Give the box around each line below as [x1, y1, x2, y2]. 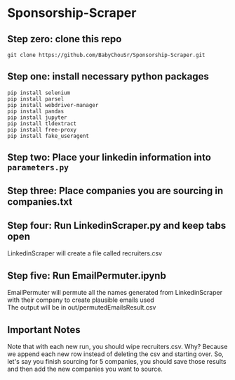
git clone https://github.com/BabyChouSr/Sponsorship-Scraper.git [7, 51, 206, 58]
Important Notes [7, 324, 81, 336]
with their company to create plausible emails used [7, 296, 154, 304]
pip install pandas [7, 108, 65, 115]
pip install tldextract [7, 120, 77, 127]
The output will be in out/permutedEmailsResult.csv [7, 303, 156, 312]
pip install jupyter [7, 114, 68, 121]
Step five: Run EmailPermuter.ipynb [7, 270, 166, 281]
